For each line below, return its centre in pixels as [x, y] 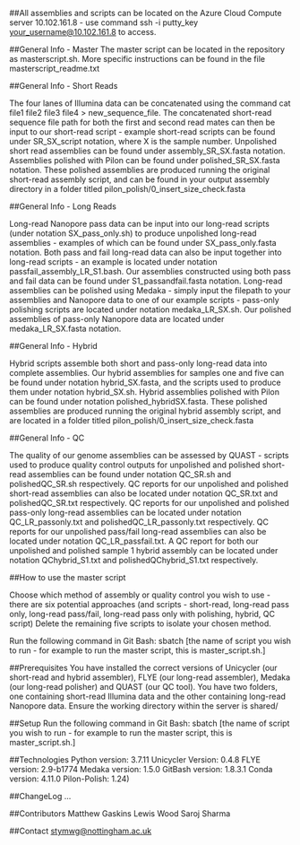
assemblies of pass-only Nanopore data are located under [117, 319]
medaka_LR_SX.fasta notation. [65, 328]
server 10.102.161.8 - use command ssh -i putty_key [104, 22]
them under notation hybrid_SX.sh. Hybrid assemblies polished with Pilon [145, 392]
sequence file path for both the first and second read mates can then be [142, 122]
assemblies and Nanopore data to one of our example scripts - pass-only [144, 300]
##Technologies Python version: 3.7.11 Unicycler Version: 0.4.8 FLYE [135, 760]
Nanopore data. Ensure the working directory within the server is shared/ [144, 706]
